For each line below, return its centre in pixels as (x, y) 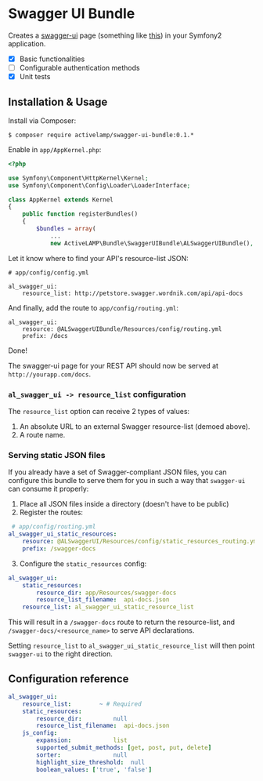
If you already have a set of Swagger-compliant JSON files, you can (117, 472)
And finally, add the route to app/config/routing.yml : (93, 307)
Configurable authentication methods (79, 68)
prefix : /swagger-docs (59, 549)
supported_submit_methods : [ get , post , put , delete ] (124, 748)
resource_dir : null (82, 718)
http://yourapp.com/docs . (50, 374)
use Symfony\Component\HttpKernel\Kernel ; (78, 178)
